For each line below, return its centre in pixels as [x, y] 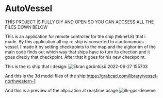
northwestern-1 [20, 81]
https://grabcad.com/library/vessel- [122, 76]
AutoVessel [29, 8]
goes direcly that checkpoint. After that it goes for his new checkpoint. [75, 57]
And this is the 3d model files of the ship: [46, 76]
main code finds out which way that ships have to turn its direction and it [78, 52]
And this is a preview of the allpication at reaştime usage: [62, 90]
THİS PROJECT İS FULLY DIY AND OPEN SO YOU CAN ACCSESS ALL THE [80, 22]
